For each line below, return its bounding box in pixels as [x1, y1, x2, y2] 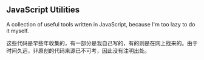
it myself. [6, 27, 29, 34]
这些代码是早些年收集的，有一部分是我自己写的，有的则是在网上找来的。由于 [6, 39, 198, 47]
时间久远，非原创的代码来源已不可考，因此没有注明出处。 [6, 47, 150, 54]
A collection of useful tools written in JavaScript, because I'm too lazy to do [6, 20, 195, 28]
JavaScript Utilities [6, 5, 80, 15]
